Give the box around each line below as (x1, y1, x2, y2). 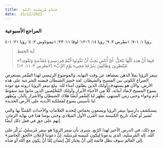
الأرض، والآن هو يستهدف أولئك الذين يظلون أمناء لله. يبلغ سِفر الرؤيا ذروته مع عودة (5, 82, 153, 88)
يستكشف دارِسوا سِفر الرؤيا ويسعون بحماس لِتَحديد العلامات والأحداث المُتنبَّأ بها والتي (5, 107, 157, 113)
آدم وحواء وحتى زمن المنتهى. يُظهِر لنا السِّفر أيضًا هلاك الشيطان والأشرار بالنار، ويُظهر (5, 93, 158, 99)
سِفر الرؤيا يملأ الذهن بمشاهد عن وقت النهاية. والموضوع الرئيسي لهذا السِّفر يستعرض (5, 72, 158, 78)
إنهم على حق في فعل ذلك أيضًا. (5, 117, 62, 123)
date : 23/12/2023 (5, 12, 42, 16)
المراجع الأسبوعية (5, 28, 42, 34)
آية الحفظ (16, 48, 35, 54)
